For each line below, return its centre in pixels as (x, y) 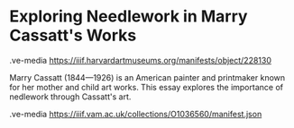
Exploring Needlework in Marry (129, 17)
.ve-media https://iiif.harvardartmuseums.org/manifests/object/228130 (141, 60)
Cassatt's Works (73, 35)
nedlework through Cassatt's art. (70, 97)
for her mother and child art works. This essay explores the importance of (147, 87)
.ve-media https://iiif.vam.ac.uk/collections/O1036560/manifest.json (136, 114)
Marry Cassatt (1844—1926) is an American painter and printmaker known (147, 77)
